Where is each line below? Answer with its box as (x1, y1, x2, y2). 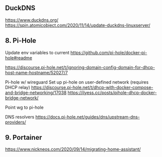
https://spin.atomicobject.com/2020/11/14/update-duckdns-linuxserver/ (5, 22, 151, 28)
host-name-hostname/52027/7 (5, 69, 68, 75)
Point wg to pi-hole (5, 104, 44, 110)
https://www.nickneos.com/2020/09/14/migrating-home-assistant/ (5, 146, 141, 152)
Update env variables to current (5, 49, 70, 56)
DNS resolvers (5, 114, 34, 120)
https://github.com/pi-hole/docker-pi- (70, 49, 147, 56)
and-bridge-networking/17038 (5, 90, 67, 95)
